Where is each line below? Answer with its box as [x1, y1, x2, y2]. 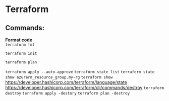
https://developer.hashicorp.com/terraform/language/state [5, 79, 127, 85]
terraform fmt [5, 42, 35, 47]
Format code [5, 37, 33, 43]
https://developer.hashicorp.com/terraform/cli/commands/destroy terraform [5, 84, 164, 90]
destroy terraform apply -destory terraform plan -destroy [5, 91, 130, 96]
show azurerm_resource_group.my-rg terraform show [5, 75, 113, 80]
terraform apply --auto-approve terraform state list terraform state [5, 69, 155, 74]
